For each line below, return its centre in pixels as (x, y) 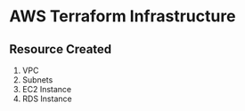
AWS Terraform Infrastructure (122, 16)
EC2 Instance (47, 89)
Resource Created (61, 49)
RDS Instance (47, 99)
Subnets (37, 80)
